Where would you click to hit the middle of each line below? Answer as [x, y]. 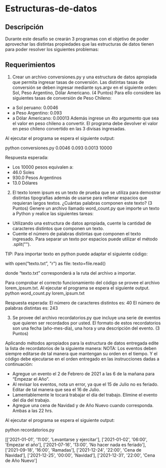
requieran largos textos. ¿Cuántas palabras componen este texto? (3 [82, 203]
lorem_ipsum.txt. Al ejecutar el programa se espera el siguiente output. [78, 288]
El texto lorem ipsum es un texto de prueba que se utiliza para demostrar [86, 192]
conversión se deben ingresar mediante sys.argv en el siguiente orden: [85, 87]
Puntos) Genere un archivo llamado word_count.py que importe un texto [86, 208]
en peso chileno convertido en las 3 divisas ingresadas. [69, 128]
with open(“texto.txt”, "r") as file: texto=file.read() [55, 263]
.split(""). [22, 244]
